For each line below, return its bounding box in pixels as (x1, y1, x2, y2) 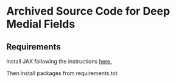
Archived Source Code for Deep (6, 4, 171, 18)
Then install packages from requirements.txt (6, 70, 118, 77)
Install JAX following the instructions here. (6, 58, 113, 65)
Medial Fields (6, 17, 76, 31)
